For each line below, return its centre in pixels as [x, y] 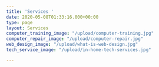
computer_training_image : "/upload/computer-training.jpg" [80, 33]
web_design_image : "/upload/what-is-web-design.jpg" [72, 45]
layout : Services [27, 28]
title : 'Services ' [30, 11]
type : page [19, 22]
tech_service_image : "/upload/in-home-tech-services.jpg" [79, 50]
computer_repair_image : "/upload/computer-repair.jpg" [75, 39]
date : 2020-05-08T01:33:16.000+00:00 [52, 17]
